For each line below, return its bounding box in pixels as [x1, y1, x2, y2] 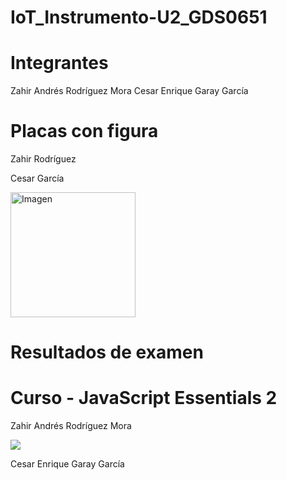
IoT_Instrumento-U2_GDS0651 [10, 6, 268, 29]
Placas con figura [10, 120, 159, 143]
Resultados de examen [10, 341, 204, 364]
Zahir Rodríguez [10, 153, 77, 165]
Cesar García [10, 172, 65, 185]
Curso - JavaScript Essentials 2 [10, 387, 278, 410]
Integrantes [10, 52, 109, 75]
